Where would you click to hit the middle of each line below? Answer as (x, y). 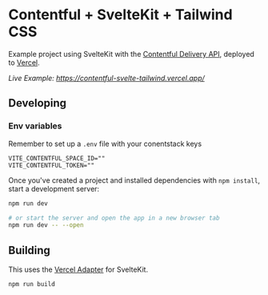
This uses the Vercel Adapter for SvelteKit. (78, 269)
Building (29, 250)
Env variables (35, 126)
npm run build (32, 285)
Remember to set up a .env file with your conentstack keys (105, 143)
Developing (37, 103)
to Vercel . (24, 63)
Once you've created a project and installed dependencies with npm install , (134, 180)
